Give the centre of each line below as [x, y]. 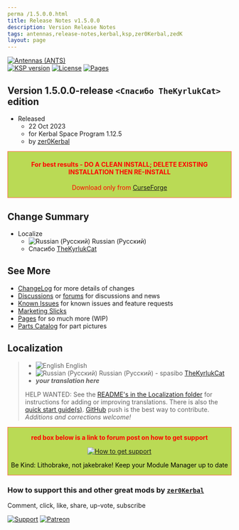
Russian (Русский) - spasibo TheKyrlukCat [162, 373]
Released [31, 119]
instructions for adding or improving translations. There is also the [121, 401]
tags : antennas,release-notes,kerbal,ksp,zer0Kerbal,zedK [95, 34]
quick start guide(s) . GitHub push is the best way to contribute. [117, 409]
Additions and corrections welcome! [78, 417]
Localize [30, 233]
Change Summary [48, 216]
